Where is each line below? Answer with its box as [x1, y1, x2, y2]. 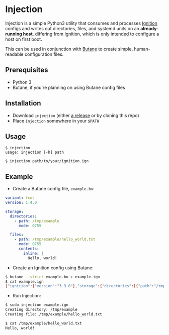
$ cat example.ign [5, 279, 44, 284]
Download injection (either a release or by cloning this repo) [12, 112, 139, 119]
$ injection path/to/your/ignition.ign [5, 159, 89, 164]
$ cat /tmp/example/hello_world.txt [5, 320, 82, 326]
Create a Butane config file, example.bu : [12, 186, 95, 192]
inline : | [23, 251, 44, 256]
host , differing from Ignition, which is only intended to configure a [23, 31, 159, 37]
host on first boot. [5, 36, 42, 42]
